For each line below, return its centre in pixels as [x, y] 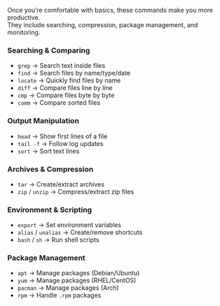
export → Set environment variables [69, 225]
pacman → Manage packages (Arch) [68, 288]
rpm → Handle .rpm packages [59, 296]
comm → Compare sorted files [59, 103]
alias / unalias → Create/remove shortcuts [80, 233]
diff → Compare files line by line [65, 88]
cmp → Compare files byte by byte [66, 95]
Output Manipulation [43, 121]
